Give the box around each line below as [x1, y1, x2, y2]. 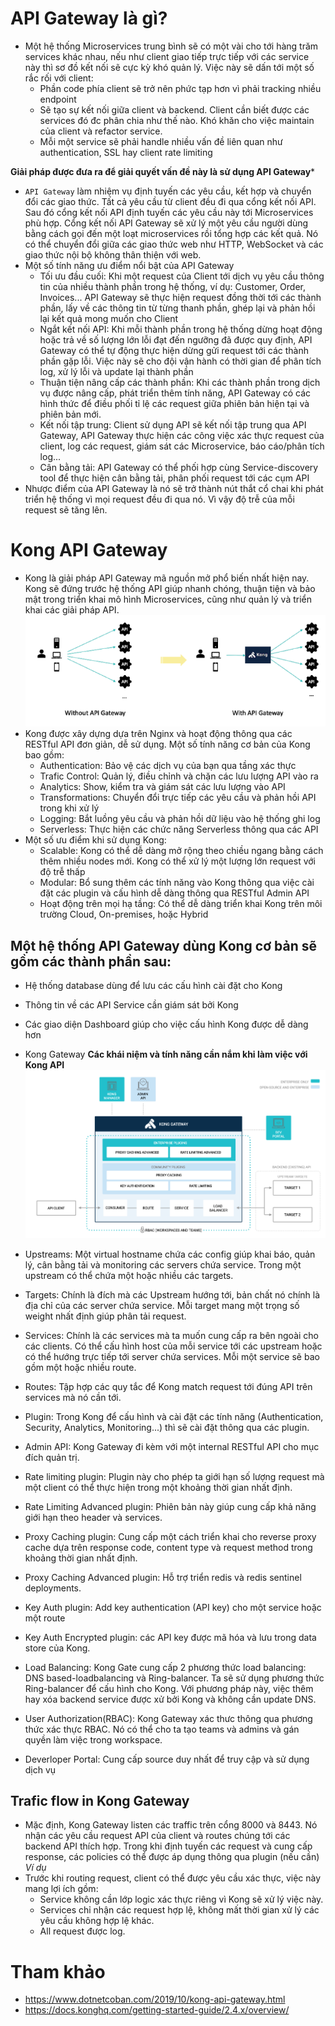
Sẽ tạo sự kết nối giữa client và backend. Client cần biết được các [39, 103, 310, 116]
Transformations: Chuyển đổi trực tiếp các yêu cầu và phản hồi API [39, 792, 317, 804]
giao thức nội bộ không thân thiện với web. [24, 248, 202, 261]
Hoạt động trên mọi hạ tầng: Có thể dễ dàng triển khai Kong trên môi [39, 898, 323, 910]
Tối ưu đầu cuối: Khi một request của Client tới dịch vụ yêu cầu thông [39, 270, 325, 282]
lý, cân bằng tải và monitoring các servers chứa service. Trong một [24, 1258, 302, 1271]
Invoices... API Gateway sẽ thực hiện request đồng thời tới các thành [39, 291, 322, 303]
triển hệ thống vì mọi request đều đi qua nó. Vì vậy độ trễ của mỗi [24, 493, 295, 505]
